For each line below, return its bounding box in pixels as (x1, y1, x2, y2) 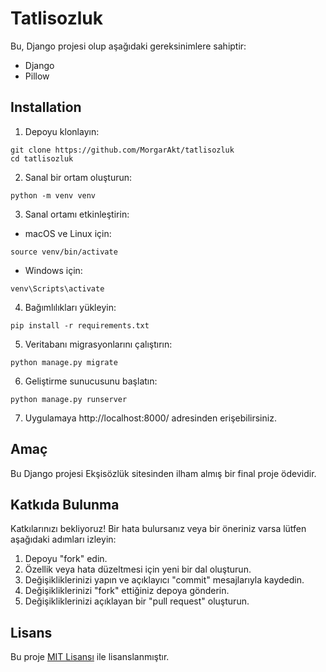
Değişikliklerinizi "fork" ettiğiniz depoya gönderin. (24, 585, 230, 597)
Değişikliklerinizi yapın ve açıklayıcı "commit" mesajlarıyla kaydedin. (24, 574, 305, 586)
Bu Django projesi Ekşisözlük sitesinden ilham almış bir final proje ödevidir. (10, 467, 317, 479)
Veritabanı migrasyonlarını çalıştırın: (24, 338, 173, 350)
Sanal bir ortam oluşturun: (24, 171, 133, 183)
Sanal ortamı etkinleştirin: (24, 208, 130, 220)
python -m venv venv (10, 190, 97, 201)
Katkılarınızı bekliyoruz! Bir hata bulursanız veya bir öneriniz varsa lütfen (10, 523, 307, 535)
